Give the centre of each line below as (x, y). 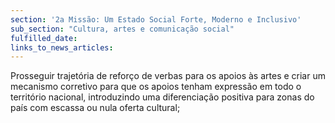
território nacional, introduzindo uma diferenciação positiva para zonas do (162, 97)
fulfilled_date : (44, 38)
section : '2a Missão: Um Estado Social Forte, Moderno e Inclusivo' (156, 19)
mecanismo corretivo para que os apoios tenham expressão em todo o (156, 87)
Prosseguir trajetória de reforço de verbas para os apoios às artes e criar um (168, 76)
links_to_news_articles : (62, 47)
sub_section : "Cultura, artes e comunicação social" (122, 29)
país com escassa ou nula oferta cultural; (95, 108)
